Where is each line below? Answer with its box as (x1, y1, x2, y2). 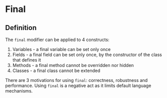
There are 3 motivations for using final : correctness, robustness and (5, 77, 148, 83)
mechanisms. (5, 88, 33, 93)
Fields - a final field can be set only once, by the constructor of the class (12, 51, 162, 57)
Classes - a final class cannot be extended (12, 67, 100, 73)
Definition (5, 23, 36, 32)
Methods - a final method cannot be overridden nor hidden (12, 62, 134, 68)
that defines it (12, 57, 41, 63)
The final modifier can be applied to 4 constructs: (5, 36, 109, 42)
